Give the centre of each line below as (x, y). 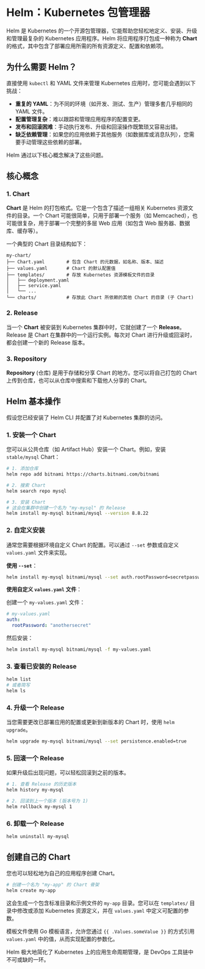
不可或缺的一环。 (28, 959)
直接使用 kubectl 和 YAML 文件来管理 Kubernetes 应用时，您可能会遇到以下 (101, 83)
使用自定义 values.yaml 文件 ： (44, 589)
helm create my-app (31, 890)
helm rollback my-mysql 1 (39, 806)
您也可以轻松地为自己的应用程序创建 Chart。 (62, 873)
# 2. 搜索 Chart (26, 485)
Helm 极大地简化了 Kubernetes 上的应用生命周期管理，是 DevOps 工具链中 (100, 952)
